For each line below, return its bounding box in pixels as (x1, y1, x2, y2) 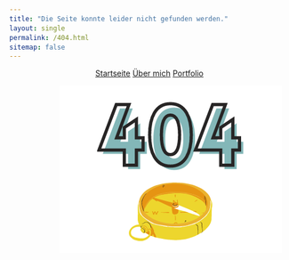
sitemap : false (9, 43, 66, 52)
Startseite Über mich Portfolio (94, 68, 205, 79)
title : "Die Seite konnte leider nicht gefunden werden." (9, 14, 229, 23)
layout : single (9, 23, 66, 33)
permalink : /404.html (9, 33, 90, 42)
